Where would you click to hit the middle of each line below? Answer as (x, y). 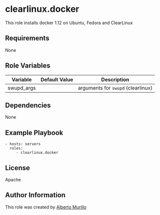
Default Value (57, 79)
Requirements (27, 38)
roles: (16, 148)
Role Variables (28, 66)
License (18, 168)
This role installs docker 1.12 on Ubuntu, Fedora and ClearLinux (69, 23)
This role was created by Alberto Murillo (46, 207)
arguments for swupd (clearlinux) (115, 88)
